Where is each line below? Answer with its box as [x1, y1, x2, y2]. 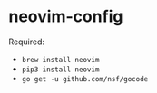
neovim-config [8, 6, 123, 27]
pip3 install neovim [21, 65, 100, 74]
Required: [8, 36, 45, 47]
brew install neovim [21, 55, 100, 64]
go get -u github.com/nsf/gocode [21, 74, 149, 83]
